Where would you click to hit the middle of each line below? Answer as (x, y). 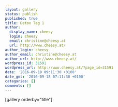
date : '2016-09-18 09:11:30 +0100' (41, 72)
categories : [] (20, 81)
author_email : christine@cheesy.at (41, 54)
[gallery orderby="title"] (29, 99)
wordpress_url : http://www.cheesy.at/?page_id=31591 (59, 68)
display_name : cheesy (31, 32)
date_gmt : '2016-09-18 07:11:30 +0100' (45, 77)
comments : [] (18, 86)
